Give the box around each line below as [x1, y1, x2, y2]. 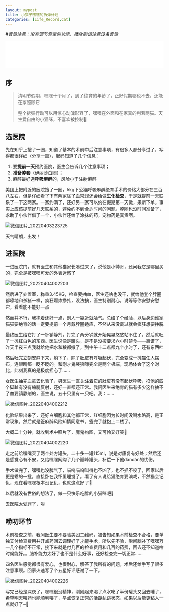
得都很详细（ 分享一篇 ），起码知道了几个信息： [5, 153, 100, 159]
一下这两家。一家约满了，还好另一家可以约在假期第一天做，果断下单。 [14, 199, 159, 205]
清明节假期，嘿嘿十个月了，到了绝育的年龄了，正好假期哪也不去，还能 [17, 93, 163, 99]
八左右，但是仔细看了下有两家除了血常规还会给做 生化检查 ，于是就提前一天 [5, 193, 159, 199]
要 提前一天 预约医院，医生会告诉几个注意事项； [12, 164, 110, 169]
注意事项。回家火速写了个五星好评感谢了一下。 [5, 567, 102, 573]
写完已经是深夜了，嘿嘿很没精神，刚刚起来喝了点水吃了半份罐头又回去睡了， [5, 588, 164, 594]
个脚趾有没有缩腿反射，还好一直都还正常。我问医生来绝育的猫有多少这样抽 [5, 384, 159, 390]
